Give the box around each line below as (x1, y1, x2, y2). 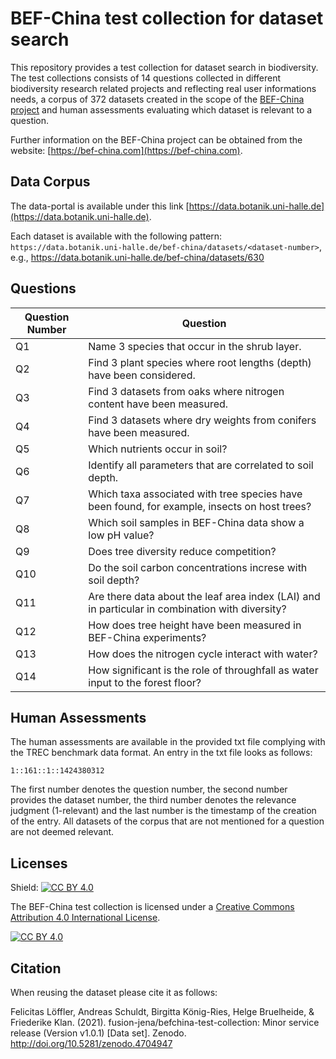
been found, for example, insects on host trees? (88, 499, 312, 513)
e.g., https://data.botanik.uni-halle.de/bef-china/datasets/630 (10, 251, 265, 263)
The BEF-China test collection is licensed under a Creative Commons (10, 901, 295, 913)
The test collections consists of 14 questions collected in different (10, 72, 282, 84)
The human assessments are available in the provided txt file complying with (10, 736, 326, 748)
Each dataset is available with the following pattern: (10, 230, 223, 242)
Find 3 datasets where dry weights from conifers (88, 413, 317, 427)
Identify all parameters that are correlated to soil (88, 458, 314, 472)
